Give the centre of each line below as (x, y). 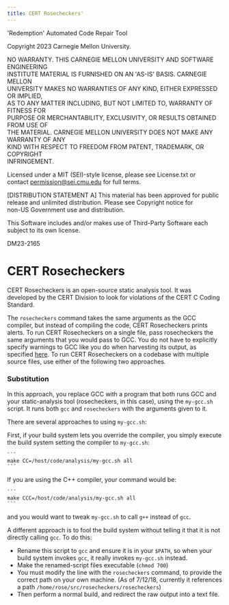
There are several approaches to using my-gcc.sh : (77, 422)
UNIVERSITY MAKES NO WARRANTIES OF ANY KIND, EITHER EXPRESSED (112, 88)
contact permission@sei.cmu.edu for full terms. (74, 181)
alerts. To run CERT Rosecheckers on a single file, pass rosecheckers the (110, 332)
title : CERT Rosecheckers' (45, 13)
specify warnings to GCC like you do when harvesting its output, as (102, 347)
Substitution (28, 379)
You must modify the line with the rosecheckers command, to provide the (119, 572)
